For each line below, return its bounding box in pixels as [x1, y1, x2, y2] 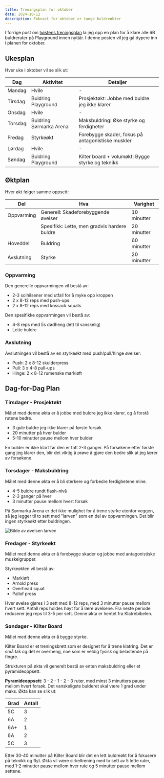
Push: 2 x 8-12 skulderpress [12, 360, 69, 366]
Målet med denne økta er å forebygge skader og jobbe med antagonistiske [5, 551, 155, 557]
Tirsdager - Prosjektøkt [5, 399, 62, 406]
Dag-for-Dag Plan [5, 384, 60, 392]
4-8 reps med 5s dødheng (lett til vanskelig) [12, 321, 101, 328]
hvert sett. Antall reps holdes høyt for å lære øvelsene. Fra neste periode [5, 605, 151, 611]
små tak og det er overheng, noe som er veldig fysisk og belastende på [5, 649, 148, 655]
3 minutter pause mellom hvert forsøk [12, 498, 88, 504]
